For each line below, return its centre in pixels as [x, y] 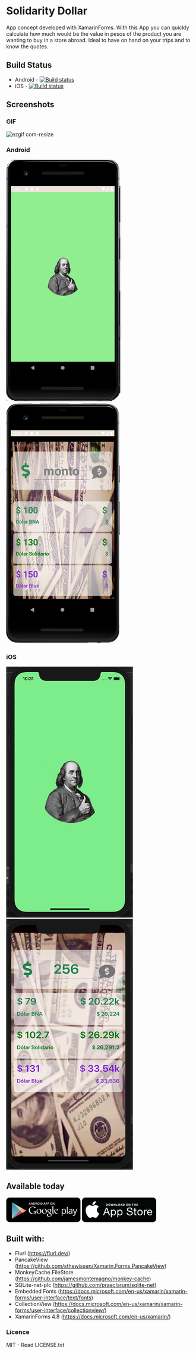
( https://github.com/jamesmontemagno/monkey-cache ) [83, 1279]
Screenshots [30, 105]
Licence [18, 1332]
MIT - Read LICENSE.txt [35, 1345]
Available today [35, 1186]
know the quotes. [27, 46]
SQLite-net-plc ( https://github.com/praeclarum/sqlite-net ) [86, 1284]
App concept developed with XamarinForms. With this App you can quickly [98, 27]
